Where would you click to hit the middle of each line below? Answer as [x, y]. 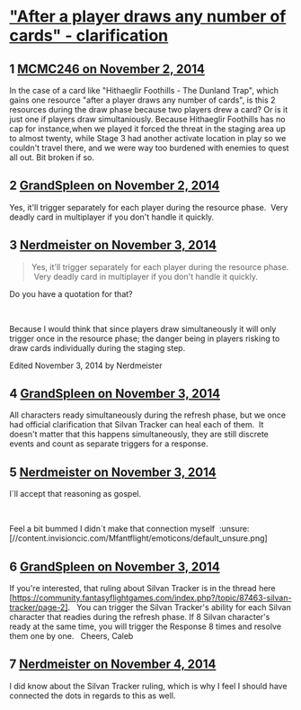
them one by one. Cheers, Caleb [71, 636]
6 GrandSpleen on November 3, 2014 [115, 566]
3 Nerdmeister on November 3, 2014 [113, 245]
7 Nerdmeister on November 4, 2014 [113, 665]
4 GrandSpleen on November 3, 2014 [115, 394]
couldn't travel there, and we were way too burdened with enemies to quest [149, 148]
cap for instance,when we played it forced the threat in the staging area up [147, 129]
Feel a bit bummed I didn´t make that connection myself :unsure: [129, 529]
